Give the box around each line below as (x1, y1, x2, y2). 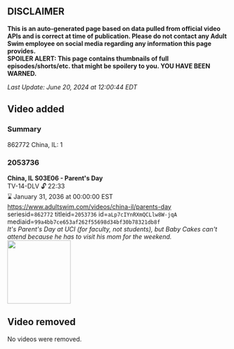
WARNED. (7, 69, 37, 77)
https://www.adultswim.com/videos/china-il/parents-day (7, 202, 172, 210)
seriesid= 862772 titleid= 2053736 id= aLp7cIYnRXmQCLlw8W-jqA (7, 210, 178, 218)
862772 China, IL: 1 (7, 140, 63, 148)
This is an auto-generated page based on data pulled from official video (7, 24, 221, 32)
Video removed (7, 316, 76, 328)
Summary (7, 125, 42, 134)
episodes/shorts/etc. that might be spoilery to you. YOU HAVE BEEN (7, 61, 211, 70)
